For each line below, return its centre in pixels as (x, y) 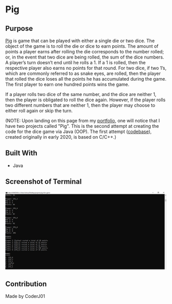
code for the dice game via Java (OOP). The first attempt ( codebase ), (79, 131)
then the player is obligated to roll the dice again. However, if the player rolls (85, 100)
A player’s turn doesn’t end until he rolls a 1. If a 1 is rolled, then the (76, 62)
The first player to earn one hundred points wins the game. (67, 84)
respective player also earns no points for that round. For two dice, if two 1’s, (86, 68)
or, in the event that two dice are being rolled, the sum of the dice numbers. (85, 57)
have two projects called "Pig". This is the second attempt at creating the (82, 126)
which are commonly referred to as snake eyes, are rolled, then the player (83, 73)
